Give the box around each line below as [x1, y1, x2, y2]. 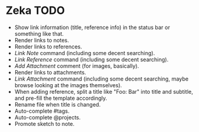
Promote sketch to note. [14, 120, 75, 127]
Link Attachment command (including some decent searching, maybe [14, 75, 189, 82]
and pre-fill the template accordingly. [14, 94, 107, 102]
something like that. [14, 30, 64, 37]
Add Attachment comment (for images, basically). [14, 62, 140, 70]
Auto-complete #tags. [14, 107, 70, 114]
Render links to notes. [14, 36, 69, 44]
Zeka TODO [5, 4, 65, 18]
